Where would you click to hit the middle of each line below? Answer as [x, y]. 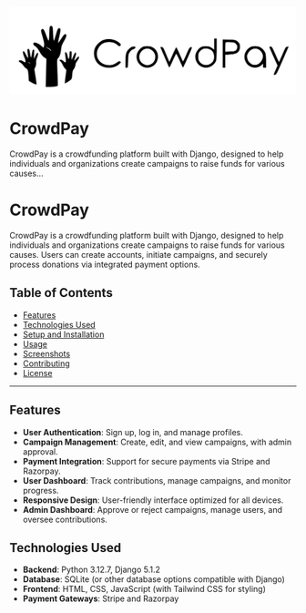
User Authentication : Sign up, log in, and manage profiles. [133, 432]
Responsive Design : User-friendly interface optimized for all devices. [153, 500]
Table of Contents [61, 293]
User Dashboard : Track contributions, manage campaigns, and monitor [157, 480]
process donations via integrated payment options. [105, 264]
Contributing [46, 363]
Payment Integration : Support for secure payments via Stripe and [146, 461]
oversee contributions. [65, 519]
